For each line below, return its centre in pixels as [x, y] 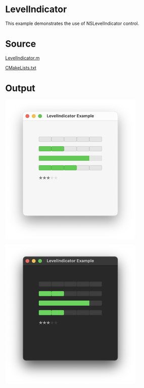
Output [20, 89]
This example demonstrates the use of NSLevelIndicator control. [72, 23]
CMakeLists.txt [21, 67]
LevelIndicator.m [22, 58]
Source [21, 44]
